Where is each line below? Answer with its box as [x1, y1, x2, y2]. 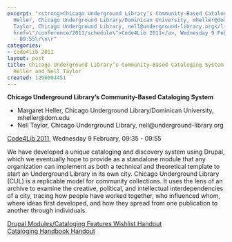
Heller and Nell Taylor [13, 68, 81, 74]
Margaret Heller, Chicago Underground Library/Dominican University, [17, 106, 214, 114]
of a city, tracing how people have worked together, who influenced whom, [7, 192, 221, 200]
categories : [7, 42, 41, 49]
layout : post [7, 55, 45, 62]
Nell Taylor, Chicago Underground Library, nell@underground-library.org [17, 121, 224, 130]
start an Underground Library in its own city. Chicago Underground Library [7, 170, 220, 178]
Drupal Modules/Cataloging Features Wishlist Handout [7, 220, 162, 228]
